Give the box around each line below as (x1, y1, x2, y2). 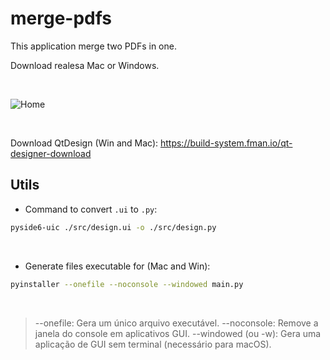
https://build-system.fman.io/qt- (159, 137, 293, 149)
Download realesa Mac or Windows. (10, 59, 160, 71)
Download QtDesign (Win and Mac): (10, 137, 159, 149)
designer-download (10, 147, 92, 159)
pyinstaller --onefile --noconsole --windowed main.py (10, 279, 244, 289)
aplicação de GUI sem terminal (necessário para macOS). (34, 338, 272, 350)
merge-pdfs (10, 7, 113, 30)
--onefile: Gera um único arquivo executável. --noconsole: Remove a (34, 317, 319, 329)
